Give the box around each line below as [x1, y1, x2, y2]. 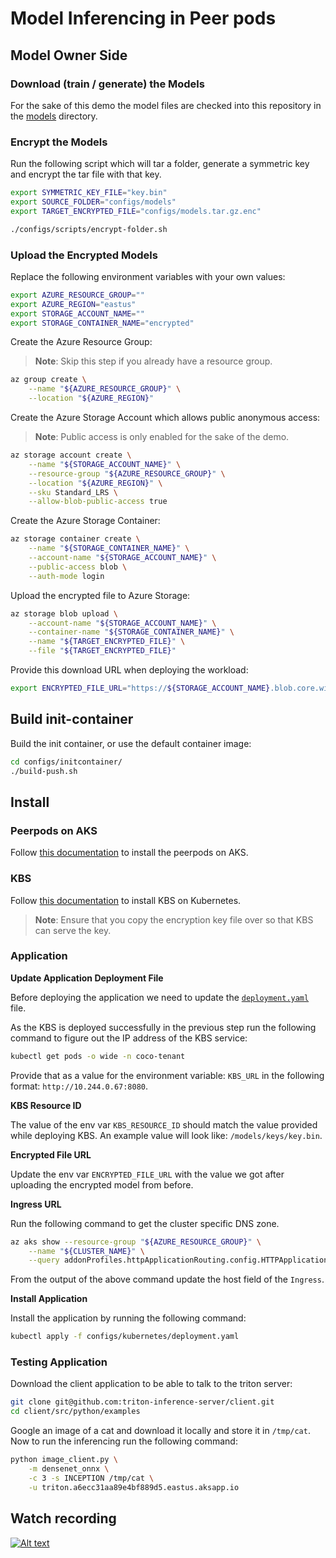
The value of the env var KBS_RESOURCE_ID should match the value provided [10, 1118, 318, 1131]
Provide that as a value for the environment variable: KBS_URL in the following [10, 1069, 325, 1081]
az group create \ [10, 375, 87, 385]
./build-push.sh [10, 766, 78, 776]
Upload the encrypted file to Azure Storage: [10, 589, 191, 601]
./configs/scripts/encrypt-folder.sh [10, 224, 168, 234]
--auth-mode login [28, 571, 105, 581]
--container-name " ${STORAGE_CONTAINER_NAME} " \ [28, 627, 235, 637]
